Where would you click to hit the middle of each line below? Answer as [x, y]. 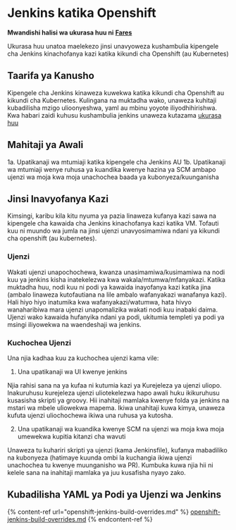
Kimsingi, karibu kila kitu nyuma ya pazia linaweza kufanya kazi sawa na [112, 216]
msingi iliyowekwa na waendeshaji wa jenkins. [75, 324]
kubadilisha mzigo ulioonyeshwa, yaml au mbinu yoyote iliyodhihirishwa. [112, 108]
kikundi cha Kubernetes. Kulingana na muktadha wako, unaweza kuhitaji [112, 100]
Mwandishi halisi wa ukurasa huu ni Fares [70, 32]
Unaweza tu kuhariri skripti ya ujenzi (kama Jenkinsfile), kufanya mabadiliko [117, 450]
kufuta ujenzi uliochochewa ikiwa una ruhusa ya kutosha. [90, 415]
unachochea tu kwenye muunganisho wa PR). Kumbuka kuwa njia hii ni [110, 465]
